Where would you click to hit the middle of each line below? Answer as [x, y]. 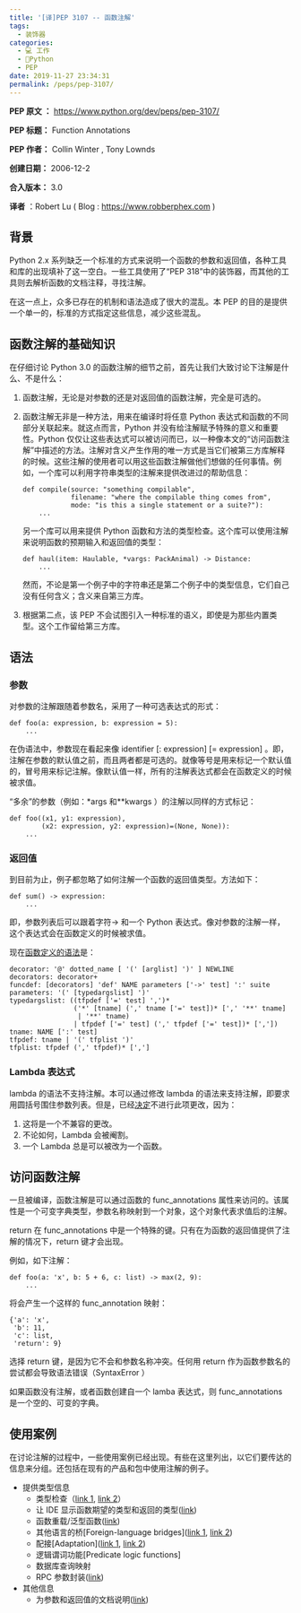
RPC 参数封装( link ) [70, 1577]
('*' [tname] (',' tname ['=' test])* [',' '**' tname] [180, 1009]
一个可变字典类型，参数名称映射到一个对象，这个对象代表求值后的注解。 [158, 1211]
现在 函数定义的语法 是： [52, 952]
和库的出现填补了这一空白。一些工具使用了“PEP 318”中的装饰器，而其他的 [146, 272]
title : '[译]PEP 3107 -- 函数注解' [73, 17]
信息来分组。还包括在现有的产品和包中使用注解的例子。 [111, 1469]
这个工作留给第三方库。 [82, 626]
